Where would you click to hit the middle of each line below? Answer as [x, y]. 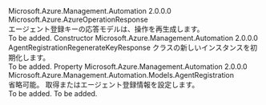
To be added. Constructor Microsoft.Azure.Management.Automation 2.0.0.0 [133, 38]
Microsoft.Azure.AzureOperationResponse [78, 19]
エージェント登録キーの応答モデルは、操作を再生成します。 [106, 29]
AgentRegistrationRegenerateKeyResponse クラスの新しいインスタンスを [129, 47]
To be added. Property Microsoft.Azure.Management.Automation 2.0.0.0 [128, 67]
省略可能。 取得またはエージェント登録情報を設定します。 [104, 85]
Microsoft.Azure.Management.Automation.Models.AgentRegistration [121, 75]
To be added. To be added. [53, 93]
